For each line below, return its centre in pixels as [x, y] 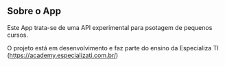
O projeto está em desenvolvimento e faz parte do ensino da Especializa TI [113, 48]
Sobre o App [34, 11]
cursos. [18, 35]
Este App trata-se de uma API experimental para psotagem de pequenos [110, 27]
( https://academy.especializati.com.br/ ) [63, 55]
